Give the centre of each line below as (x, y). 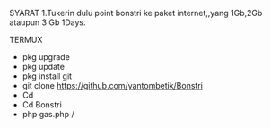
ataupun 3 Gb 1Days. (48, 22)
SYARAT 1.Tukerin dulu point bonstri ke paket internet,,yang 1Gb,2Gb (136, 13)
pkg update (44, 67)
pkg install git (47, 76)
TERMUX (26, 40)
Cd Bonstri (42, 105)
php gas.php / (48, 114)
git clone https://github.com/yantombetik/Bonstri (113, 85)
